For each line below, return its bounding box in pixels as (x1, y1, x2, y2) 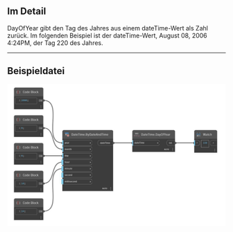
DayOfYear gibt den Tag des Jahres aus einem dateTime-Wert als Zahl (7, 24, 208, 32)
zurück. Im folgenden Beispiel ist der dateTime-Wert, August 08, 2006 (7, 31, 208, 39)
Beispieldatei (7, 65, 65, 77)
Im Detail (7, 6, 46, 17)
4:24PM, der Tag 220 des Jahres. (7, 38, 103, 47)
